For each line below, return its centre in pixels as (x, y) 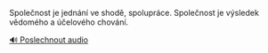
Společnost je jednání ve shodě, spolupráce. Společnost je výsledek (134, 13)
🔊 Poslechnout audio (49, 40)
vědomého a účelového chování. (69, 22)
